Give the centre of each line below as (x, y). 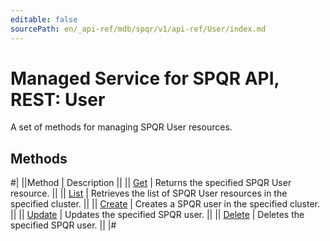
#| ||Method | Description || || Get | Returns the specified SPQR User (151, 183)
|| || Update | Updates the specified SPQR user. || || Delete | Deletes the (157, 215)
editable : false (44, 19)
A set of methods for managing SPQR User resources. (121, 127)
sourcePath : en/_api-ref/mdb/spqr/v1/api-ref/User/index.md (138, 29)
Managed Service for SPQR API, (145, 78)
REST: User (58, 99)
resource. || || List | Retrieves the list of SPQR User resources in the (149, 193)
